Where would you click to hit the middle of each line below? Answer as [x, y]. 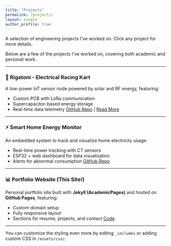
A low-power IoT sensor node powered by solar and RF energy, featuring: [82, 88]
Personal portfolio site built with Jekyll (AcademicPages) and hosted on [81, 193]
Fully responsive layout [37, 213]
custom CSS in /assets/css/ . [36, 239]
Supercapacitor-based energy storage [53, 104]
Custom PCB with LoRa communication [54, 98]
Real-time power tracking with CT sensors [57, 150]
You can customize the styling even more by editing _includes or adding [81, 233]
